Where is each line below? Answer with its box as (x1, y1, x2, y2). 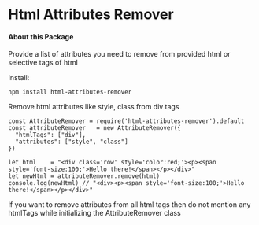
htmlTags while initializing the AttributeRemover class (8, 208, 181, 218)
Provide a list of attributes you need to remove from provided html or (8, 50, 231, 59)
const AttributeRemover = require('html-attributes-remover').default (8, 117, 245, 125)
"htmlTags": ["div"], (15, 131, 87, 139)
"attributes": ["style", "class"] (15, 138, 128, 146)
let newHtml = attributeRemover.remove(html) (8, 172, 160, 180)
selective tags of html (8, 57, 79, 68)
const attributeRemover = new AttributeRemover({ (8, 124, 181, 132)
